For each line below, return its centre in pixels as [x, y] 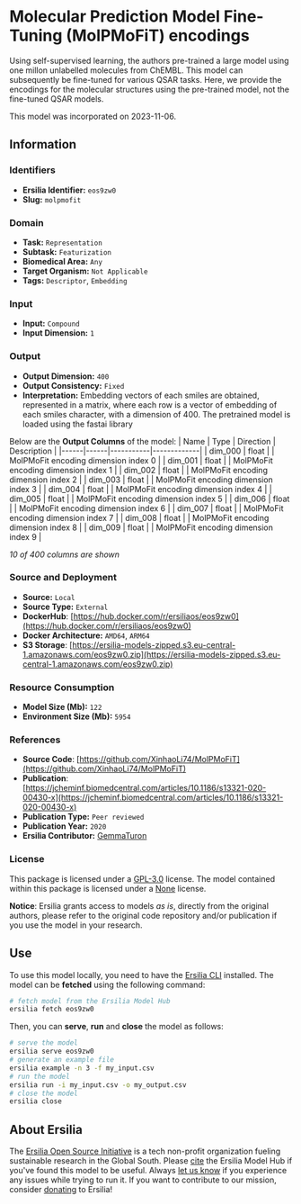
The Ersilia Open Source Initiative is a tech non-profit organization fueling [145, 1151]
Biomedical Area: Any [62, 261]
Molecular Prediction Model [115, 17]
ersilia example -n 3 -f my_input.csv [82, 1068]
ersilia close [36, 1101]
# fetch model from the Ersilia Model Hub [90, 1001]
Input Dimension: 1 [58, 333]
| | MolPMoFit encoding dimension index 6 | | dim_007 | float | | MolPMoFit [147, 508]
